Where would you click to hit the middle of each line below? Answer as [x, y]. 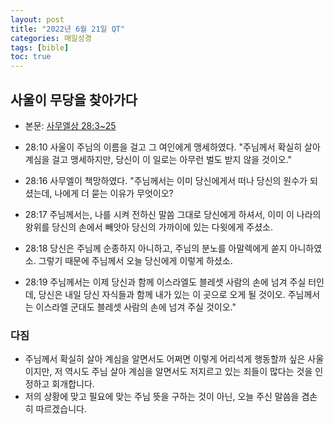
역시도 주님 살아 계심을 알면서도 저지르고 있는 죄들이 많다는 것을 [188, 372]
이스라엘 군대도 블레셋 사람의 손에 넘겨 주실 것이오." [136, 307]
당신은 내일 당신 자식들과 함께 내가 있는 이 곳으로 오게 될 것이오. [162, 294]
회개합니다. [73, 384]
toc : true [31, 57]
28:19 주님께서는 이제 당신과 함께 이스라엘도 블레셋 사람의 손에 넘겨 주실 [165, 282]
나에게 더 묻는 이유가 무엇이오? [114, 193]
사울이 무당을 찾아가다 [74, 99]
